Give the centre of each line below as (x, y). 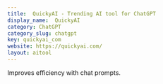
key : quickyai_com (34, 40)
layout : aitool (30, 53)
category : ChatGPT (34, 27)
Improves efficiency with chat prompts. (64, 72)
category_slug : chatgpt (42, 33)
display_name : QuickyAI (44, 20)
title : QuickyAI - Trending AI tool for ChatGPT (82, 14)
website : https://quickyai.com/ (55, 46)
